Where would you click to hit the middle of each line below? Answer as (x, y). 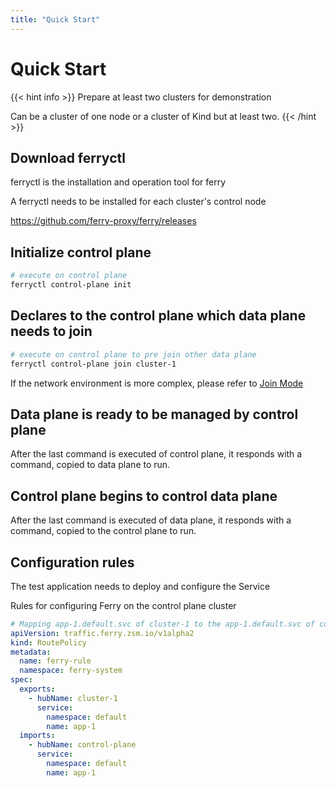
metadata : (31, 652)
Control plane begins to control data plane (144, 496)
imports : (37, 736)
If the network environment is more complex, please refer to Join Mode (157, 383)
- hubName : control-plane (82, 745)
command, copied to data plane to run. (90, 465)
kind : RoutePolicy (48, 642)
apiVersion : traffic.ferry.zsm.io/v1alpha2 (102, 633)
